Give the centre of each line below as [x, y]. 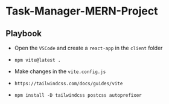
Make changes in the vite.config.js [60, 71]
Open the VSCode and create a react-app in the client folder [88, 48]
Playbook [24, 34]
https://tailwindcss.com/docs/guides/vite [69, 83]
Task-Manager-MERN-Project [82, 11]
